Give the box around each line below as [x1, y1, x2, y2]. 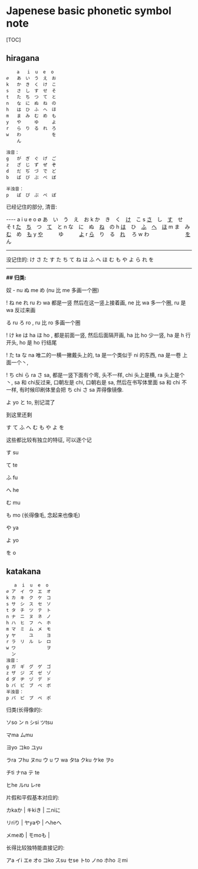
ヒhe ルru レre [6, 781, 41, 788]
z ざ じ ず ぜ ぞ [6, 162, 57, 168]
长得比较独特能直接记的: [6, 844, 65, 851]
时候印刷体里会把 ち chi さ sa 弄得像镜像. [24, 386, 124, 393]
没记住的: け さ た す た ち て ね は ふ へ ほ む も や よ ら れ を [6, 255, 154, 263]
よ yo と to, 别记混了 [6, 398, 55, 405]
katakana [6, 566, 41, 576]
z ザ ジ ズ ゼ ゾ [6, 670, 51, 676]
